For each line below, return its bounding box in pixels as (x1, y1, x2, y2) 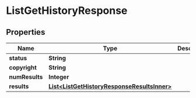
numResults (9, 73, 43, 81)
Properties (6, 27, 45, 37)
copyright (9, 64, 37, 71)
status (9, 54, 27, 62)
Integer (48, 73, 69, 81)
